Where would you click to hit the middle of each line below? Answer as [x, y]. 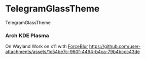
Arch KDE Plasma [27, 35]
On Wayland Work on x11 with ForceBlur [47, 46]
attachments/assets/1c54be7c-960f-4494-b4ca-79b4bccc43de [73, 52]
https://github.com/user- [115, 46]
